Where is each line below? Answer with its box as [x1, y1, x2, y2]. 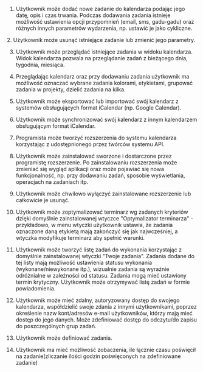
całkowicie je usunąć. [15, 197, 70, 203]
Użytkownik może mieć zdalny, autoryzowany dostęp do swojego [15, 297, 180, 304]
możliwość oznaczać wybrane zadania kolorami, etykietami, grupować [15, 79, 193, 86]
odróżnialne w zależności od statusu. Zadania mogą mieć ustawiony [15, 272, 187, 279]
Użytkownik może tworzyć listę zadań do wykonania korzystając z [15, 246, 182, 253]
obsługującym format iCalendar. [15, 122, 96, 130]
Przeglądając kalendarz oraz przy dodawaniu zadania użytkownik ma [15, 73, 190, 80]
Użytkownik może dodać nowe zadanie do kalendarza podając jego [15, 5, 185, 12]
